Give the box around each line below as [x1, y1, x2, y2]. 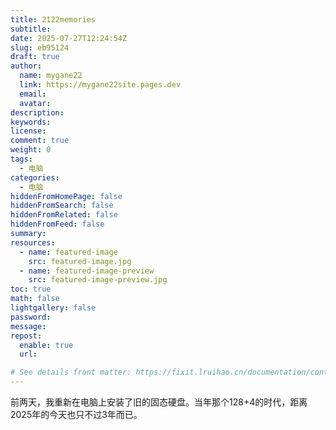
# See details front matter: [10, 367, 132, 378]
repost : [10, 331, 43, 341]
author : [10, 61, 43, 71]
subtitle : [10, 24, 52, 34]
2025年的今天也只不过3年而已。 [10, 409, 143, 420]
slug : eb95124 [10, 42, 70, 53]
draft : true [10, 52, 60, 62]
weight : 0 [10, 145, 52, 155]
